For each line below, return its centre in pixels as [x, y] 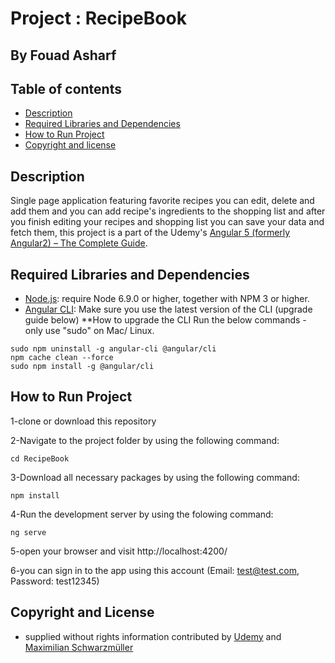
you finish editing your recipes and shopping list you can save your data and [167, 222]
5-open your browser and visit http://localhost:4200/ [119, 551]
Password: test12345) [55, 581]
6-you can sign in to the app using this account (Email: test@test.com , [155, 570]
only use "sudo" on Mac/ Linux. [89, 331]
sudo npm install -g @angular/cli [82, 367]
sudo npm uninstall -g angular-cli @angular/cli [113, 349]
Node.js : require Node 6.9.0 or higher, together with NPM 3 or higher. [167, 299]
